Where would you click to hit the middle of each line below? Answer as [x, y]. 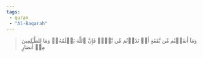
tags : [13, 12]
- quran [19, 18]
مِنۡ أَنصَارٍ [33, 47]
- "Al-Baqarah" [28, 23]
